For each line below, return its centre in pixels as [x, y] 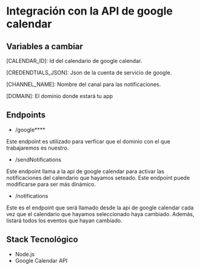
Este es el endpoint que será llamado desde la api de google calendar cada [100, 208]
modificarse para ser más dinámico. [51, 184]
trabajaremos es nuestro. [38, 148]
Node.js [25, 254]
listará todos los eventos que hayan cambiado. [64, 220]
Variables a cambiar [45, 46]
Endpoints [26, 115]
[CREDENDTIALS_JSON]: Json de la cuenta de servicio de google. [89, 73]
